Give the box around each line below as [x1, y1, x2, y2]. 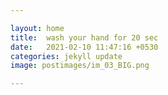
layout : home [10, 23, 65, 33]
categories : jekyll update [10, 51, 123, 61]
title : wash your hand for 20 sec [10, 32, 159, 43]
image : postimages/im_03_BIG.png [10, 61, 150, 71]
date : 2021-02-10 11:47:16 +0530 [10, 42, 159, 52]
